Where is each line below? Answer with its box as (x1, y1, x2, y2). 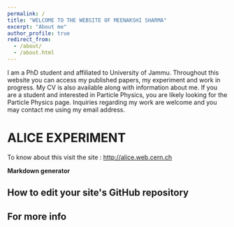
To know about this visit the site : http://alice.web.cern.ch (7, 153, 173, 161)
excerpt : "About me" (7, 23, 68, 30)
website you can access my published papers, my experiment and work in (7, 75, 221, 84)
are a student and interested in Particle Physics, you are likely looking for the (7, 90, 228, 98)
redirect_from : (7, 36, 52, 43)
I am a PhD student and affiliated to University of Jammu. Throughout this (7, 68, 219, 77)
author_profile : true (7, 29, 71, 37)
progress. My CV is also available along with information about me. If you (7, 83, 218, 91)
